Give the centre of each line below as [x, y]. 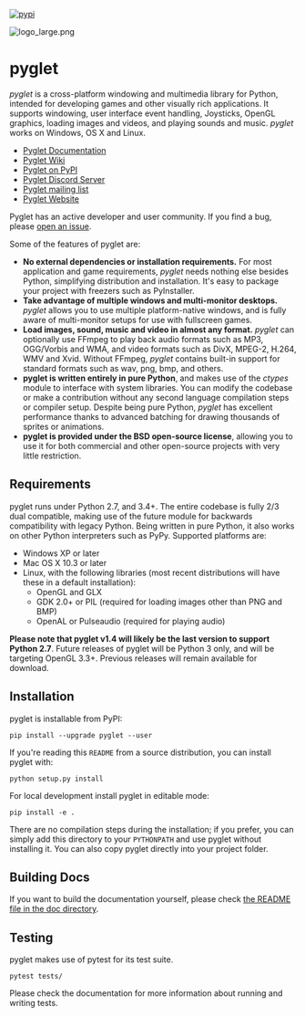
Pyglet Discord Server [64, 179]
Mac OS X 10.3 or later [65, 562]
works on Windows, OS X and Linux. [77, 132]
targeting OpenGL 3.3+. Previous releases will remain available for [133, 658]
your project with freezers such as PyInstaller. [108, 290]
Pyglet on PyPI [50, 170]
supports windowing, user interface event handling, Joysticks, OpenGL [142, 113]
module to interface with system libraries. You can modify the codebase [158, 387]
